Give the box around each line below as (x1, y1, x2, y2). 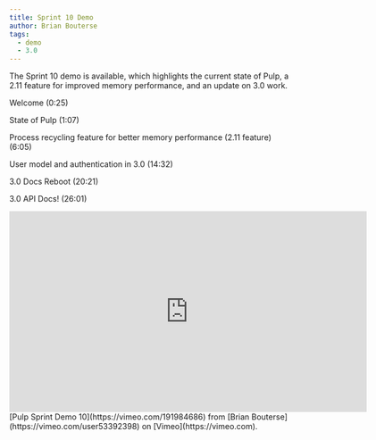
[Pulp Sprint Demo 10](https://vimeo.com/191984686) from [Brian (9, 411, 250, 422)
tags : (9, 29, 29, 38)
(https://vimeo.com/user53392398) (9, 421, 140, 432)
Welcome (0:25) (9, 97, 69, 108)
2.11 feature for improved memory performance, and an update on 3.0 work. (9, 80, 288, 91)
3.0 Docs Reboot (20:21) (9, 176, 99, 187)
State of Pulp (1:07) (9, 115, 80, 126)
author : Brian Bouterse (9, 21, 98, 30)
